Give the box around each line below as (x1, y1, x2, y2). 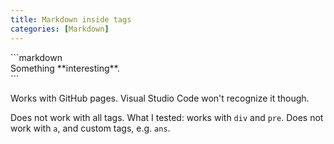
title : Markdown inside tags (10, 14, 132, 25)
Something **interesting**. (10, 62, 120, 74)
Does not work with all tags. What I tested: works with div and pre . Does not (10, 111, 324, 123)
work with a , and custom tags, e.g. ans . (10, 122, 171, 134)
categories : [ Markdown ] (10, 24, 110, 34)
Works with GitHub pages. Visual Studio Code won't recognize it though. (10, 92, 310, 104)
